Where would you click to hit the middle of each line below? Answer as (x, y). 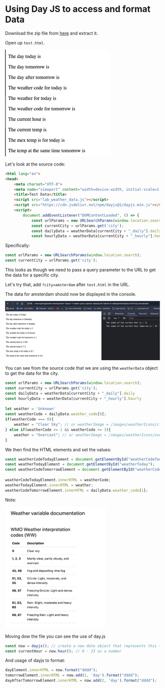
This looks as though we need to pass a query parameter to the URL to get (81, 270)
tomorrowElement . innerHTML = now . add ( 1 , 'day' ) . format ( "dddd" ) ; (72, 675)
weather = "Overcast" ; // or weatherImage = (60, 435)
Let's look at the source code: (35, 164)
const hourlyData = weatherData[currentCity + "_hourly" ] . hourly (73, 398)
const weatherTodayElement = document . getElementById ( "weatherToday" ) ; (80, 464)
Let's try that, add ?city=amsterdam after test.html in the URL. (68, 285)
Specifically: (18, 245)
